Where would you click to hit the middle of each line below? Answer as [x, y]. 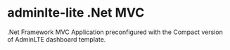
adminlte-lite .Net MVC [76, 13]
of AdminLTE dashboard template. [57, 39]
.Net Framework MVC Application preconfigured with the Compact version [115, 32]
